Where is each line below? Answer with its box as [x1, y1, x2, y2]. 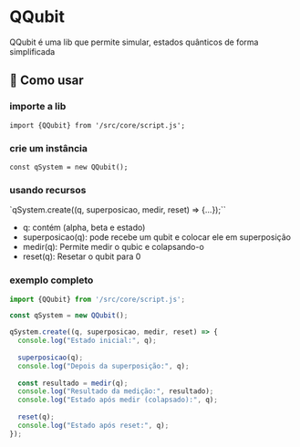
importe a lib [9, 100, 67, 113]
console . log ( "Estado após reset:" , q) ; [17, 421, 170, 430]
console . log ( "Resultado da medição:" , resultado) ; [17, 387, 214, 396]
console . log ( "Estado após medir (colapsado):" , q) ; [17, 395, 219, 405]
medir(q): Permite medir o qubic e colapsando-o [22, 242, 205, 253]
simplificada [9, 46, 56, 57]
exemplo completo [9, 274, 94, 286]
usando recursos [9, 183, 87, 196]
